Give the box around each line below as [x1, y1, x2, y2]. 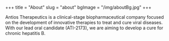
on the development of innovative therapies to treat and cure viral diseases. [5, 20, 163, 25]
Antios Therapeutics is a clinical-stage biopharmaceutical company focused [5, 14, 164, 20]
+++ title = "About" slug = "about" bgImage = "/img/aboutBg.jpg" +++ [5, 5, 152, 10]
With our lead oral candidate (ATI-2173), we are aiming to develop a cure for [5, 25, 163, 31]
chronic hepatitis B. [5, 30, 46, 36]
